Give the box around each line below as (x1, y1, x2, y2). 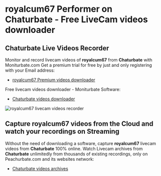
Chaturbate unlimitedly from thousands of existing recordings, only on (5, 151, 148, 157)
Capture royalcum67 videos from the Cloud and (5, 119, 154, 128)
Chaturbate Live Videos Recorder (5, 44, 109, 52)
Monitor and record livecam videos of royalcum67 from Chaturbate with (5, 57, 153, 62)
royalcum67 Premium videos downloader (12, 77, 96, 83)
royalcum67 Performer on (5, 3, 113, 15)
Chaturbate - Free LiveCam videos (5, 14, 148, 25)
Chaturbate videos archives (12, 166, 69, 172)
